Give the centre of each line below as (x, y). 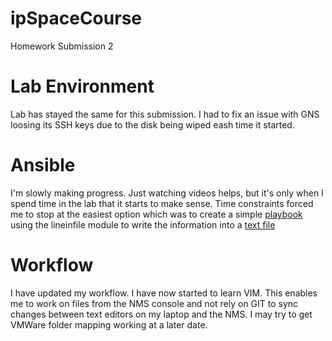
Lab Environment (82, 86)
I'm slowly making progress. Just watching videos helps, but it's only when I (167, 193)
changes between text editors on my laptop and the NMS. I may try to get (161, 314)
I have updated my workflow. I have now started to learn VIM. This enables (164, 293)
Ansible (43, 165)
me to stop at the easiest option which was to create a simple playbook (156, 214)
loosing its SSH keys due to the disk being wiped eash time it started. (152, 124)
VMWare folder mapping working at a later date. (109, 324)
